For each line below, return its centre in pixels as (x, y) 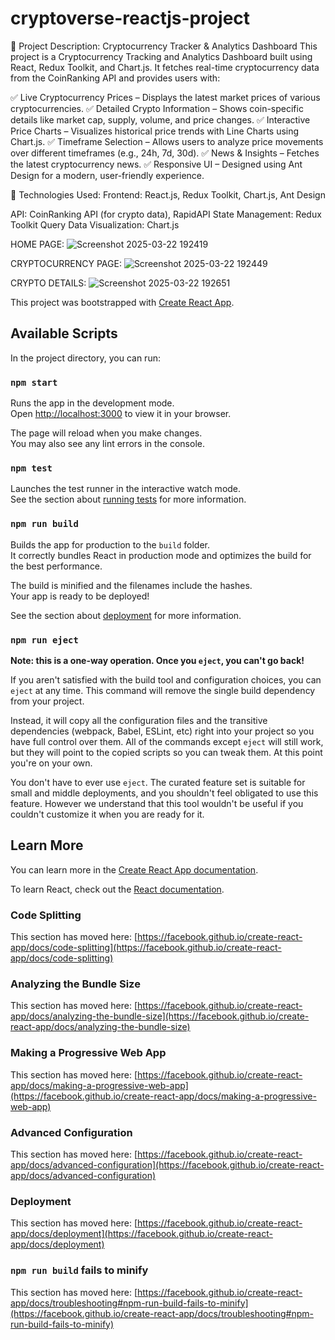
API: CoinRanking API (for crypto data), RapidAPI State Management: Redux (166, 214)
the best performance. (56, 566)
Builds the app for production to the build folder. (110, 544)
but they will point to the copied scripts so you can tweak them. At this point (166, 752)
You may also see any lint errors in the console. (107, 444)
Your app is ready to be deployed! (80, 596)
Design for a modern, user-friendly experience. (107, 175)
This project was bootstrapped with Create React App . (122, 302)
